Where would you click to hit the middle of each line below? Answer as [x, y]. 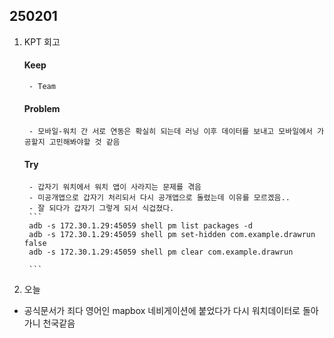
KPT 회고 [42, 41]
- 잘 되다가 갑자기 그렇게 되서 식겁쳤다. [101, 209]
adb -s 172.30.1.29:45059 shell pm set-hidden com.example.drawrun [172, 235]
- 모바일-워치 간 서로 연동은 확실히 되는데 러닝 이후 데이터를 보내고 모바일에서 [171, 132]
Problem [42, 108]
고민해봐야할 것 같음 [84, 142]
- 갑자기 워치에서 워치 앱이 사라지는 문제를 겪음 [115, 187]
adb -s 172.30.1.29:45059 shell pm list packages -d [140, 226]
